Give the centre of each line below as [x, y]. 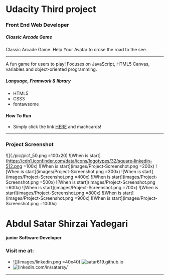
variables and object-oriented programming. [51, 69]
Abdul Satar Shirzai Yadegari [67, 224]
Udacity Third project [51, 9]
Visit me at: [20, 251]
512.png [14, 166]
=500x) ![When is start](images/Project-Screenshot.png [98, 182]
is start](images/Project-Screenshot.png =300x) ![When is [81, 171]
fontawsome [26, 104]
